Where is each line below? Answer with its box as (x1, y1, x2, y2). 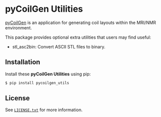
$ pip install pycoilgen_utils (5, 80, 69, 85)
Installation (5, 58, 40, 67)
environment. (5, 24, 32, 30)
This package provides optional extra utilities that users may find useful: (5, 34, 152, 40)
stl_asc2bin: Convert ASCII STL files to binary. (12, 44, 106, 49)
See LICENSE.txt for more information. (5, 107, 83, 113)
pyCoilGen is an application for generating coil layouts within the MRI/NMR (5, 20, 157, 25)
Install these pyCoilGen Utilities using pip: (5, 71, 91, 77)
